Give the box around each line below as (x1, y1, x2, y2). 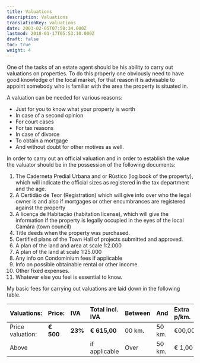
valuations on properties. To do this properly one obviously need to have (7, 69, 185, 77)
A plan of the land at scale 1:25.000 (15, 248, 102, 255)
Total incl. (90, 305, 119, 313)
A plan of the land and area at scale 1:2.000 (15, 241, 122, 249)
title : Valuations (7, 8, 52, 15)
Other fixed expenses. (15, 267, 70, 274)
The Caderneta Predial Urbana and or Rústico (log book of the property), (15, 173, 193, 180)
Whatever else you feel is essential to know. (15, 273, 123, 281)
